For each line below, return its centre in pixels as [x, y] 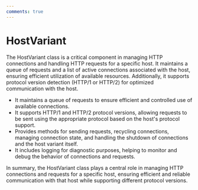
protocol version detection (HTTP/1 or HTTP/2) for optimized [80, 82]
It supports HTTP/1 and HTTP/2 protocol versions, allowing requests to [101, 112]
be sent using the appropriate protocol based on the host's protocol [97, 119]
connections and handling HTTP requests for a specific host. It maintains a [97, 63]
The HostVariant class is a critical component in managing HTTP [85, 57]
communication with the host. [42, 89]
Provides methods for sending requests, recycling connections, [92, 131]
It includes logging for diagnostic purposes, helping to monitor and [96, 150]
